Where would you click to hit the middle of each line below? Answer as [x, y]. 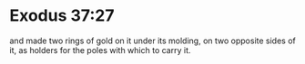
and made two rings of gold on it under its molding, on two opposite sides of [152, 41]
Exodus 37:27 [62, 16]
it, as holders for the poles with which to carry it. [100, 50]
